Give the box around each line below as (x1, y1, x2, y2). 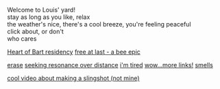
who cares (7, 35, 37, 43)
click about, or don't (7, 27, 64, 35)
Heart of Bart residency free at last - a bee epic (7, 48, 140, 56)
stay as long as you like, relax (7, 13, 90, 21)
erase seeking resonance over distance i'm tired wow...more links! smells (7, 61, 214, 69)
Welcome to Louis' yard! (7, 6, 75, 14)
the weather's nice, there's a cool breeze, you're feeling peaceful (7, 20, 191, 28)
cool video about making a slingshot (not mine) (7, 74, 140, 82)
